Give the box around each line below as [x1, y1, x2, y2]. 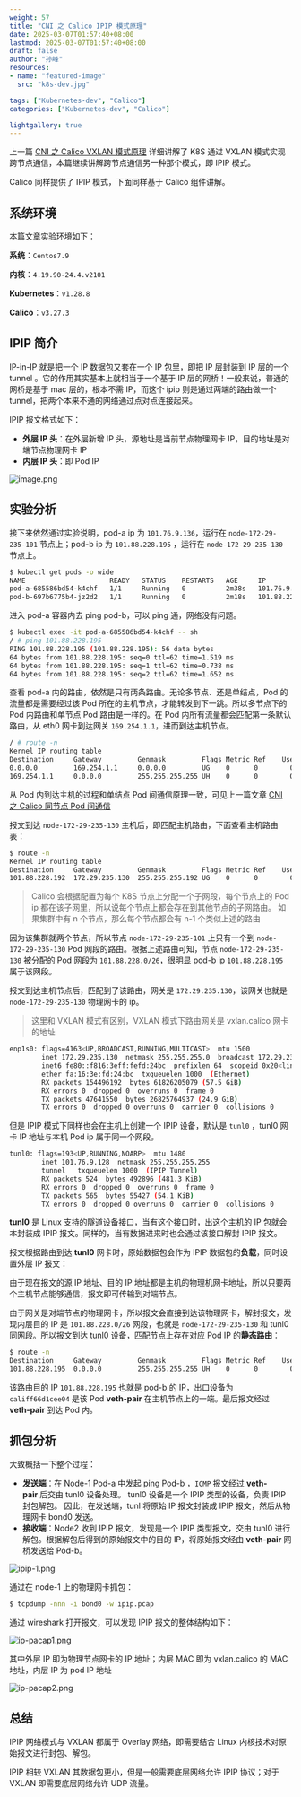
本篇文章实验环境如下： [9, 231, 96, 242]
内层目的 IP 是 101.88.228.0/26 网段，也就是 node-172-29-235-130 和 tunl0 [16, 1319, 289, 1330]
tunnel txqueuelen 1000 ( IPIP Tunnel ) [41, 1166, 199, 1175]
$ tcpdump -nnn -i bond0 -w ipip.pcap [9, 1599, 154, 1609]
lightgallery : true [9, 120, 82, 130]
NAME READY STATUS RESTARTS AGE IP [9, 576, 267, 585]
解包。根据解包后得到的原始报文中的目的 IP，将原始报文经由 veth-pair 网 [21, 1533, 292, 1544]
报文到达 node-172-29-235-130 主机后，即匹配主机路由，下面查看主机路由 [9, 819, 279, 830]
